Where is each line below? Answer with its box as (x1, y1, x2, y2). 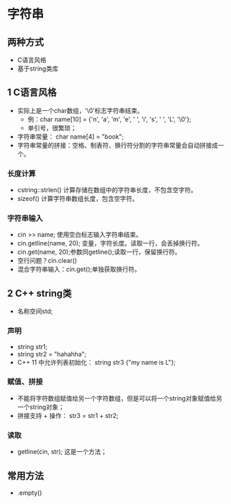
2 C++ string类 (7, 287, 72, 299)
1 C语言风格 (7, 87, 57, 98)
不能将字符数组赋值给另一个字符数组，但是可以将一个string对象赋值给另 (17, 394, 223, 402)
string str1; (17, 342, 48, 351)
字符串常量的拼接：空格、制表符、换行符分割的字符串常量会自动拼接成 (17, 141, 219, 149)
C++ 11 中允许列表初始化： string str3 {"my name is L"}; (17, 358, 176, 366)
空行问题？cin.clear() (17, 257, 78, 265)
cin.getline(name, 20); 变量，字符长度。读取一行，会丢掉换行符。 (17, 239, 204, 247)
